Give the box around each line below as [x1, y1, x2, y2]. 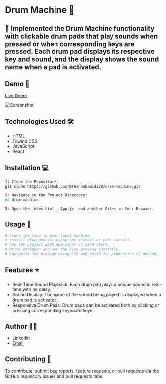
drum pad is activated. [12, 297, 58, 303]
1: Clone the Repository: [5, 179, 58, 185]
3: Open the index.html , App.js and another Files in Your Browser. [5, 206, 154, 211]
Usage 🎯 [5, 220, 31, 228]
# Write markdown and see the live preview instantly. [5, 247, 121, 252]
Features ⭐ [5, 266, 40, 274]
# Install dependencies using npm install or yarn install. [5, 238, 132, 243]
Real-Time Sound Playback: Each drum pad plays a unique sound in [12, 282, 151, 288]
